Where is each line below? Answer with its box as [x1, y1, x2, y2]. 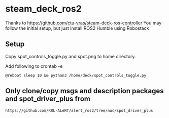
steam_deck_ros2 [5, 3, 82, 15]
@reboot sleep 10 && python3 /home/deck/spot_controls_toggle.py [5, 73, 146, 78]
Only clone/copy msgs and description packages [5, 87, 164, 95]
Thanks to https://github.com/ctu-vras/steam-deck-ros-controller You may [5, 20, 162, 26]
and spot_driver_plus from [5, 95, 90, 103]
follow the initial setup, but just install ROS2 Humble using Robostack [5, 25, 149, 31]
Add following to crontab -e [5, 63, 63, 69]
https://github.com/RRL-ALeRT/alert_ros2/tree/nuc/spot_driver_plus [5, 108, 153, 113]
